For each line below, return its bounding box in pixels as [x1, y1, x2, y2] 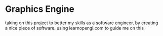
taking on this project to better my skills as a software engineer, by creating [5, 20, 159, 26]
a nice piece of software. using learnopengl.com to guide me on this [5, 25, 144, 31]
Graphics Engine [5, 3, 75, 15]
